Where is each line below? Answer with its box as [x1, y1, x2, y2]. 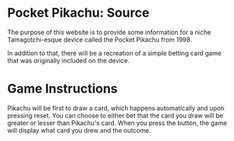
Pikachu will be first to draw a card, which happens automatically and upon [7, 103, 225, 112]
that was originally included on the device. [7, 56, 130, 64]
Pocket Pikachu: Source [7, 5, 150, 21]
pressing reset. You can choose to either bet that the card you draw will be [7, 111, 223, 119]
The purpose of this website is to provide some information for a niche [7, 28, 212, 36]
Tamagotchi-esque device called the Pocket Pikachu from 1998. [7, 35, 193, 43]
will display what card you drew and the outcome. [7, 126, 151, 134]
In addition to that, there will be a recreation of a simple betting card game [7, 49, 222, 57]
